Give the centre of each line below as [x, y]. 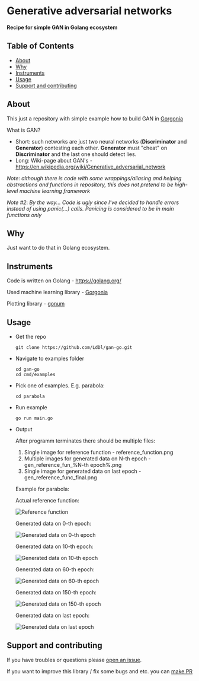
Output [24, 429]
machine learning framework [55, 190]
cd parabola [30, 396]
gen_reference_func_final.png [60, 478]
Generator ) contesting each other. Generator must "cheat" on [91, 148]
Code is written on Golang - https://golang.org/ [64, 281]
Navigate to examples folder [50, 358]
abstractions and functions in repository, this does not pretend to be [90, 184]
